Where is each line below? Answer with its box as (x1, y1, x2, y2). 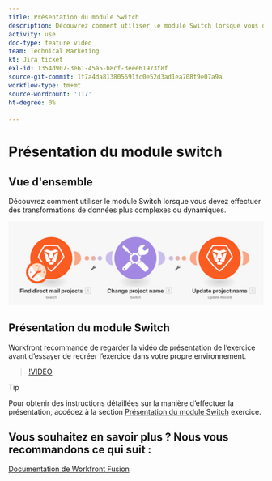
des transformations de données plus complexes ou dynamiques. (8, 205, 227, 215)
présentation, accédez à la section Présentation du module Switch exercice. (8, 407, 261, 416)
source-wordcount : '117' (8, 90, 92, 98)
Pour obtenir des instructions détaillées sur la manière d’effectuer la (8, 398, 235, 408)
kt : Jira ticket (8, 56, 63, 64)
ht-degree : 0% (8, 98, 57, 107)
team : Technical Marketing (8, 47, 100, 56)
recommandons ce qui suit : (8, 442, 152, 457)
